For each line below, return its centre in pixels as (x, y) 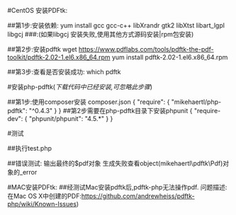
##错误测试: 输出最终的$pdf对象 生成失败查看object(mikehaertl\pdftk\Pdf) (115, 163)
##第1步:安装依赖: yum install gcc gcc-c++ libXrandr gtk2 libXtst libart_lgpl (116, 25)
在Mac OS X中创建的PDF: (44, 196)
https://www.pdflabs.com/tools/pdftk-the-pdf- (146, 49)
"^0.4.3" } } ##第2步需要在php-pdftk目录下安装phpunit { (111, 111)
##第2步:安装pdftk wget (42, 49)
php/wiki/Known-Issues (42, 204)
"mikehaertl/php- (196, 102)
